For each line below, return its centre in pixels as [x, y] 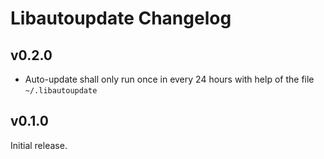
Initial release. [39, 145]
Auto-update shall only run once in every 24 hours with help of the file [169, 79]
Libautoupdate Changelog [121, 18]
